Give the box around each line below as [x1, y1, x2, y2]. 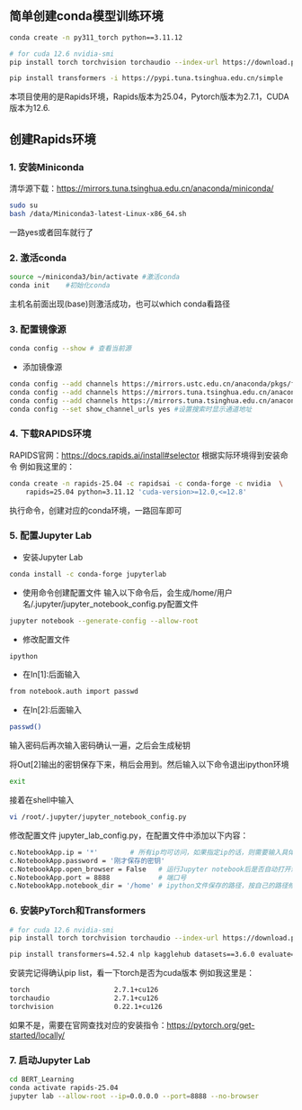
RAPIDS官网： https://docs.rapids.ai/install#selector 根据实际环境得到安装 [9, 450, 281, 460]
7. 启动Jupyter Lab [9, 1053, 92, 1066]
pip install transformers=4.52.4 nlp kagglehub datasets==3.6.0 [9, 950, 255, 960]
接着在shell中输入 [9, 795, 75, 805]
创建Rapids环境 [9, 132, 96, 147]
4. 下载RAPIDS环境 [9, 427, 92, 440]
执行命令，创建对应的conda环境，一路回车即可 [9, 505, 182, 515]
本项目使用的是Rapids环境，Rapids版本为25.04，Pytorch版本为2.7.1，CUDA [9, 91, 289, 102]
